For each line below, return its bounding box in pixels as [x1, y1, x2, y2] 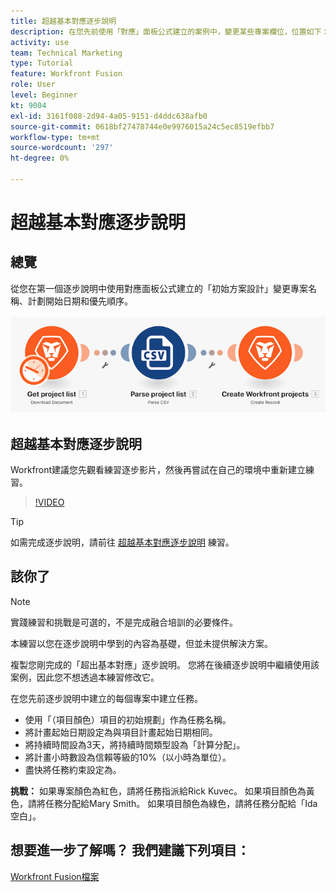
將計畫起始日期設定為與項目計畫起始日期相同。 [24, 726, 218, 738]
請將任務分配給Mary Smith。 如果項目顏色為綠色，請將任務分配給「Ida [27, 797, 318, 809]
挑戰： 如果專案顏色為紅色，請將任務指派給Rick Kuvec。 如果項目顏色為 [10, 785, 307, 797]
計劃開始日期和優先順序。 [27, 295, 133, 307]
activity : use [10, 37, 70, 47]
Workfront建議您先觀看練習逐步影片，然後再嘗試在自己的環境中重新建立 [10, 463, 307, 475]
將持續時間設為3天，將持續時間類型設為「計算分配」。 [24, 738, 246, 750]
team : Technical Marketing [10, 48, 123, 58]
